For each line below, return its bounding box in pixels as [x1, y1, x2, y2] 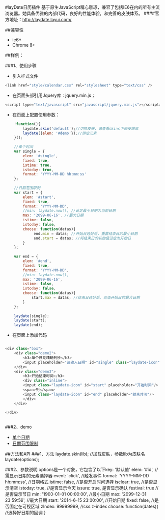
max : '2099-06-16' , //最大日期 [23, 213, 84, 218]
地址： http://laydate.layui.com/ [9, 17, 72, 22]
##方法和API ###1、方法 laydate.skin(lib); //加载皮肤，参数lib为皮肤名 [5, 451, 145, 457]
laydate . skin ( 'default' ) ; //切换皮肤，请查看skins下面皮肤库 [23, 126, 138, 131]
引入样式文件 [12, 73, 38, 79]
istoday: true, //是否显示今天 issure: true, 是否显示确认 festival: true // [19, 485, 159, 491]
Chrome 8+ [12, 42, 36, 48]
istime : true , [23, 163, 52, 168]
